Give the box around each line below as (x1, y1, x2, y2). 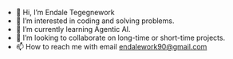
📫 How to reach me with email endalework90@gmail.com (15, 42, 207, 51)
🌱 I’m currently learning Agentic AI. (15, 25, 131, 33)
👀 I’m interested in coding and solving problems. (15, 16, 175, 26)
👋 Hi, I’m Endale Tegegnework (15, 8, 116, 17)
